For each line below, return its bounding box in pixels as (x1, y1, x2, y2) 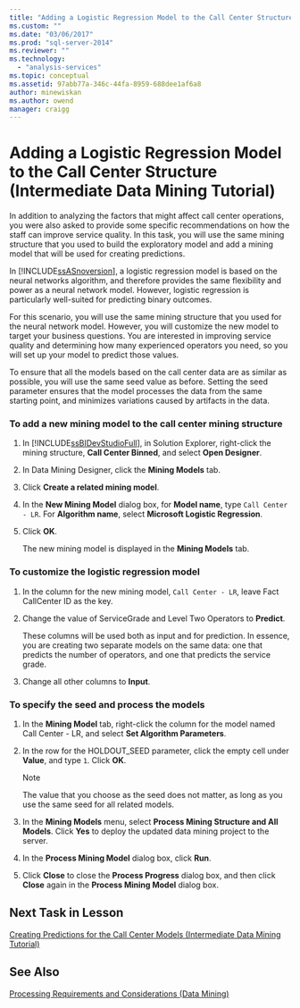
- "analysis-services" (17, 63, 102, 72)
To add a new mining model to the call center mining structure (9, 417, 283, 430)
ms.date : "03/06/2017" (9, 29, 94, 38)
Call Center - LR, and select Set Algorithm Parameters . (21, 728, 227, 739)
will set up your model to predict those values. (9, 349, 179, 360)
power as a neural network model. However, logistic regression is (9, 285, 250, 296)
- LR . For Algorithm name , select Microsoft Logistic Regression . (21, 508, 263, 519)
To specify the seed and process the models (9, 698, 205, 710)
